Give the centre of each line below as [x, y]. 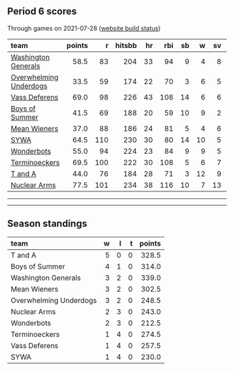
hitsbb [126, 45]
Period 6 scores [42, 11]
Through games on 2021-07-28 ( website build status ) [84, 28]
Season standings [47, 224]
